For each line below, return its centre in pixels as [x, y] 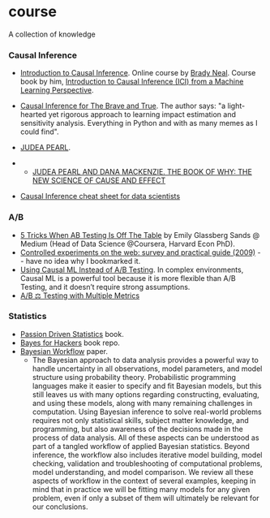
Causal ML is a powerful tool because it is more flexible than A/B [128, 278]
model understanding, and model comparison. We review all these [143, 472]
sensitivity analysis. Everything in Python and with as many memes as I [139, 123]
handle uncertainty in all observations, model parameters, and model [147, 369]
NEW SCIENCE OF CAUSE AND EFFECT [99, 180]
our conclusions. [60, 507]
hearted [33, 114]
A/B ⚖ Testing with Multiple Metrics [80, 296]
